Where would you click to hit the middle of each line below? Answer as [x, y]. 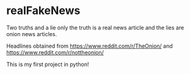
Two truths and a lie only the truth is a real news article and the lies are [95, 28]
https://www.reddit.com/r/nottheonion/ [55, 52]
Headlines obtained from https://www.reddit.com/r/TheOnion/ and [90, 46]
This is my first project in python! [48, 64]
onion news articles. [31, 34]
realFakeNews [43, 11]
